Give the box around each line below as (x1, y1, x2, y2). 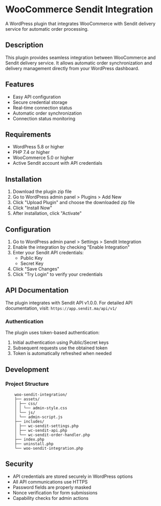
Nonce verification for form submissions (12, 490, 98, 496)
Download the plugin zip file (12, 188, 72, 195)
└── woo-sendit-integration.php (14, 446, 83, 451)
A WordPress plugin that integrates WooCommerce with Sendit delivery (5, 20, 156, 27)
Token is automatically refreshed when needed (12, 350, 112, 357)
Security (5, 459, 33, 469)
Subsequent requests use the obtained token (12, 345, 108, 351)
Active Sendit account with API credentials (12, 160, 103, 166)
